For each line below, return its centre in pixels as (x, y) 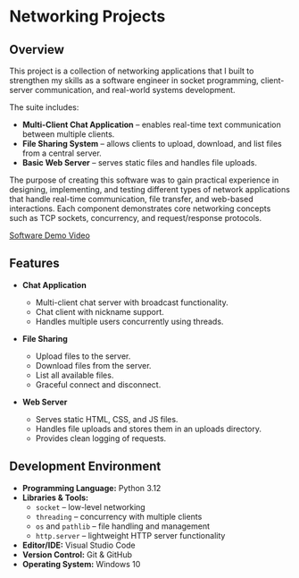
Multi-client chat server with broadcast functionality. (132, 302)
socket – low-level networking (90, 506)
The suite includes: (44, 107)
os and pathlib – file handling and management (123, 526)
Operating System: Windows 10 (81, 564)
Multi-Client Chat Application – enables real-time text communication (151, 124)
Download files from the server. (93, 365)
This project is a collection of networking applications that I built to (132, 71)
